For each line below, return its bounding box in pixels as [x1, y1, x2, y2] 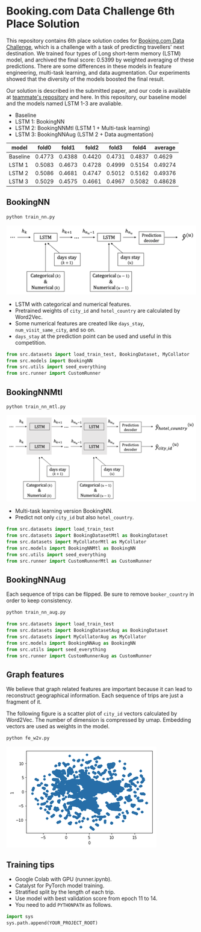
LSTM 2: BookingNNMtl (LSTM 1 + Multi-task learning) [14, 124, 150, 131]
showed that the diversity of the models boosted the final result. [6, 75, 165, 83]
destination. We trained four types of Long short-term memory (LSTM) [6, 49, 181, 57]
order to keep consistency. [6, 597, 73, 604]
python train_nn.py [6, 214, 55, 220]
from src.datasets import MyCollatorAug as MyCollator [6, 634, 147, 640]
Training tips [6, 860, 55, 870]
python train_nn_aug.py [6, 610, 66, 616]
